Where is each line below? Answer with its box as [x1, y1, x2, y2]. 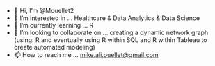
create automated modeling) [13, 43, 95, 51]
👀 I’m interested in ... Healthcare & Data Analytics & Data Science [13, 14, 200, 22]
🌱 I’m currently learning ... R [13, 21, 94, 29]
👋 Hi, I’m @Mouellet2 [13, 7, 74, 14]
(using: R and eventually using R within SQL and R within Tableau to [13, 36, 207, 44]
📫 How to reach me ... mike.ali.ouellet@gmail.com [13, 51, 159, 58]
